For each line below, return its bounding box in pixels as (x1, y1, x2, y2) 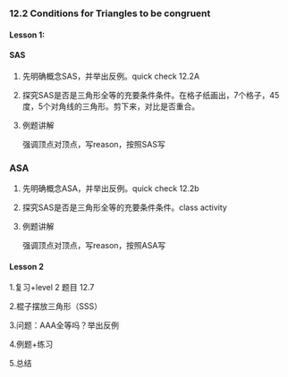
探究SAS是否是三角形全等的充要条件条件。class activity (21, 202, 228, 213)
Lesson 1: (9, 29, 46, 40)
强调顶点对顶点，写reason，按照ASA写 (21, 240, 166, 251)
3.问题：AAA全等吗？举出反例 (9, 320, 119, 331)
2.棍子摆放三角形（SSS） (9, 301, 103, 312)
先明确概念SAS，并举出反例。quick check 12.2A (21, 71, 199, 81)
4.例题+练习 (9, 339, 54, 350)
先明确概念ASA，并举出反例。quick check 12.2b (21, 183, 199, 194)
